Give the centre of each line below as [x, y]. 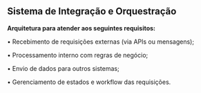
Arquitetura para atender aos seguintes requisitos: [82, 28]
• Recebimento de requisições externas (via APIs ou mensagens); [101, 42]
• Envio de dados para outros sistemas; [63, 68]
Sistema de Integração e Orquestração [92, 11]
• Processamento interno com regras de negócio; [78, 55]
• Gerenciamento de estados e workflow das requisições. [89, 82]
